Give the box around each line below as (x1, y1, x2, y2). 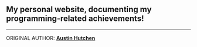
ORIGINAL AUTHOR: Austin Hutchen (6, 34, 96, 41)
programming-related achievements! (6, 14, 145, 24)
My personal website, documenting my (6, 5, 152, 15)
